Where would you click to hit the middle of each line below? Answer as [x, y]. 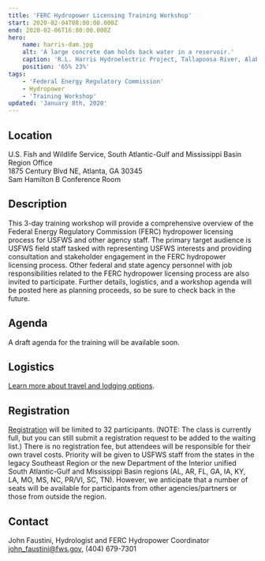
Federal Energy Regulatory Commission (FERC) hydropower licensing [121, 231]
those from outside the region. [57, 496]
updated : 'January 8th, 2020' [58, 103]
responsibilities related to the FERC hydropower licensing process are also [129, 273]
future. [19, 298]
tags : [17, 74]
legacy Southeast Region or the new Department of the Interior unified [122, 463]
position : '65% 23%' [56, 67]
